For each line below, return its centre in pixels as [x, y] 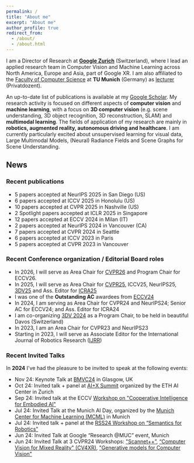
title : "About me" [28, 17]
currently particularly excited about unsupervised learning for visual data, [94, 134]
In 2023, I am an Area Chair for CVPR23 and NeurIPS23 [81, 327]
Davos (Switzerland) [39, 322]
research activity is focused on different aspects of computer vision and [93, 103]
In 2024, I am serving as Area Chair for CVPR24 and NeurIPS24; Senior [100, 303]
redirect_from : [25, 33]
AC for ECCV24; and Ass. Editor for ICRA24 [67, 309]
